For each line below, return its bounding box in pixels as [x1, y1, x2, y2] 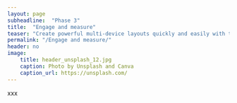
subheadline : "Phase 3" [7, 17, 80, 24]
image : [7, 50, 27, 57]
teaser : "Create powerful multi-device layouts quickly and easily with [7, 30, 226, 37]
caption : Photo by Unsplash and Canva [20, 63, 134, 70]
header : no [7, 43, 39, 50]
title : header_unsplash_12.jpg [20, 56, 112, 63]
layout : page [7, 10, 46, 18]
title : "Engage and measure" [7, 23, 97, 30]
